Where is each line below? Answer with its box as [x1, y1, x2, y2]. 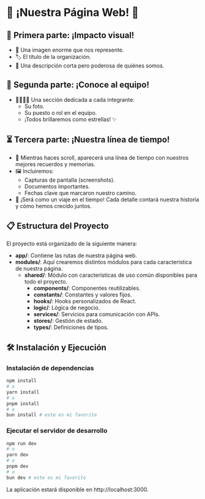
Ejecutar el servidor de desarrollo [6, 427, 108, 435]
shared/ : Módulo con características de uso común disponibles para [24, 271, 198, 279]
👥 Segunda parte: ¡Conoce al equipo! [6, 80, 150, 90]
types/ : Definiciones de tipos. [33, 323, 109, 331]
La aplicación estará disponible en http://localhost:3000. [6, 485, 149, 493]
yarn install [6, 389, 40, 395]
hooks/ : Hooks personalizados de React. [33, 298, 136, 305]
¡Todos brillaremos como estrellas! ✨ [24, 115, 117, 123]
